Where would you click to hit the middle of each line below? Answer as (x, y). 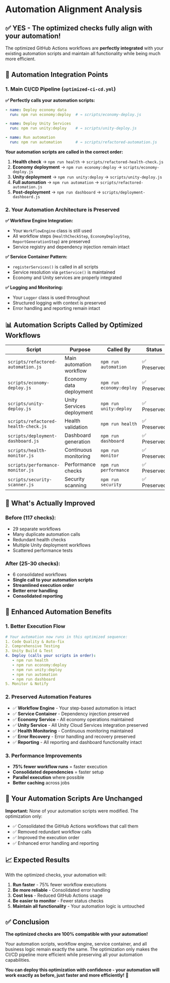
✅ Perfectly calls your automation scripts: (50, 100)
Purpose (80, 349)
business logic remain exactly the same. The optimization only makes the (81, 949)
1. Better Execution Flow (35, 626)
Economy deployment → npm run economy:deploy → (67, 167)
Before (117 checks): (31, 518)
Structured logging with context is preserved (59, 303)
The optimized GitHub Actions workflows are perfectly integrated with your (84, 48)
